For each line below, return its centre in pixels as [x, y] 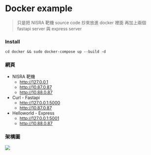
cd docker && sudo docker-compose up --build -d [55, 52]
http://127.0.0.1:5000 [40, 102]
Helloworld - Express [33, 113]
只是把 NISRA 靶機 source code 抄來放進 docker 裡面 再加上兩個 [82, 22]
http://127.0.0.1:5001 [39, 118]
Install [13, 41]
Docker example [39, 9]
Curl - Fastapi [26, 97]
